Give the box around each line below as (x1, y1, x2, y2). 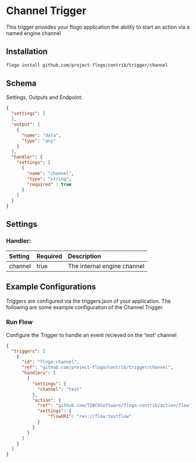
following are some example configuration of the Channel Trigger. (6, 303, 164, 311)
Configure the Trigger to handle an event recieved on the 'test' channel (6, 331, 177, 338)
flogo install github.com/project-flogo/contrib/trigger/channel (6, 62, 168, 68)
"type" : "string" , (27, 176, 72, 182)
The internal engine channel (68, 262, 145, 270)
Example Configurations (6, 282, 96, 292)
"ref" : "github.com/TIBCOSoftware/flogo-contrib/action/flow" (37, 403, 192, 409)
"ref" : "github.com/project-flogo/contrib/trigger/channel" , (21, 365, 174, 371)
